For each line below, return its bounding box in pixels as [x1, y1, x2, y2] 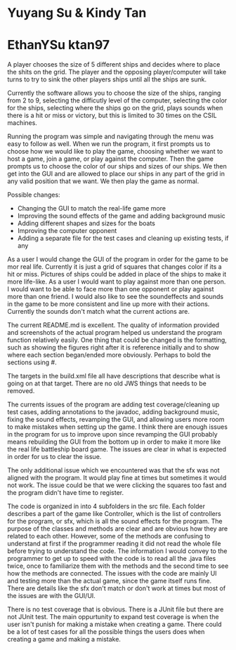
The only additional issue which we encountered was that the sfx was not [7, 466, 220, 475]
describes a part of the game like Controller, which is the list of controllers [7, 510, 221, 518]
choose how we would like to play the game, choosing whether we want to [7, 147, 223, 156]
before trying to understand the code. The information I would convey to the [7, 547, 228, 555]
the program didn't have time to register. [7, 489, 124, 497]
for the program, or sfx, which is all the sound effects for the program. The [7, 517, 223, 526]
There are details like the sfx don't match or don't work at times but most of [7, 584, 226, 592]
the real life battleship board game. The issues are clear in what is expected [7, 445, 227, 453]
